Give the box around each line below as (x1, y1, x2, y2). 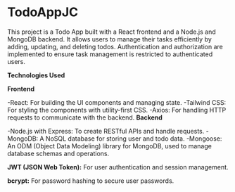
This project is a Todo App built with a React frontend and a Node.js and (7, 27, 216, 36)
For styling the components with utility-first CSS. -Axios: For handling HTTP (7, 105, 227, 114)
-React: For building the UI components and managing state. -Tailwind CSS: (7, 98, 227, 106)
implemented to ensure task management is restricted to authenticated (7, 50, 213, 58)
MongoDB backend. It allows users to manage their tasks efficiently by (7, 34, 212, 43)
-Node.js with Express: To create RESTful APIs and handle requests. (7, 127, 205, 135)
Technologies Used (7, 71, 65, 79)
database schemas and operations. (7, 149, 110, 158)
